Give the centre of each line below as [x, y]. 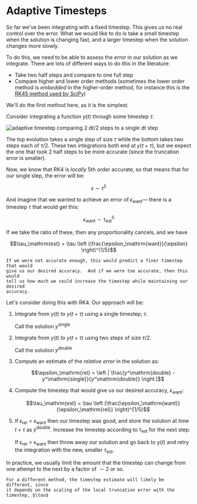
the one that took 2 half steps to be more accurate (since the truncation [93, 152]
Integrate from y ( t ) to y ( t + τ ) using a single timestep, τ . [81, 313]
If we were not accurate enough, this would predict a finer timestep [94, 261]
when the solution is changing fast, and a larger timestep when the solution [97, 39]
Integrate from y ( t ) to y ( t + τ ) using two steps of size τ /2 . [83, 338]
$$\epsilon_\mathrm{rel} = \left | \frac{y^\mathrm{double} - [103, 373]
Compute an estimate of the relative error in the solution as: [87, 361]
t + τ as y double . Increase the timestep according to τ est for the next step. [103, 430]
